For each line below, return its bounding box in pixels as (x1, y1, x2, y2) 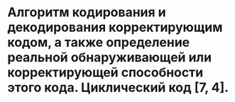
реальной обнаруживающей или (7, 50, 212, 66)
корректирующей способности (7, 64, 204, 81)
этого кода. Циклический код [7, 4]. (7, 79, 229, 96)
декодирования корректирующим (7, 19, 223, 35)
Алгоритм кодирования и (7, 4, 166, 21)
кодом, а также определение (7, 35, 190, 50)
